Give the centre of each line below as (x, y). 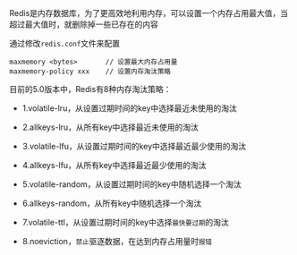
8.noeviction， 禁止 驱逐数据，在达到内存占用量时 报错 (117, 241)
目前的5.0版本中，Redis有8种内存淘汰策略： (90, 89)
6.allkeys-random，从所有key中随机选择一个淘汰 (112, 203)
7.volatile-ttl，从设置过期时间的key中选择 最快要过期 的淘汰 (126, 222)
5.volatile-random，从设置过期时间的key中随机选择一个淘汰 (132, 184)
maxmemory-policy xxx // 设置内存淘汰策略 (90, 72)
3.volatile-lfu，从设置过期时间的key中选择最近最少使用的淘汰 (134, 146)
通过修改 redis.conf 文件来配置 (65, 43)
